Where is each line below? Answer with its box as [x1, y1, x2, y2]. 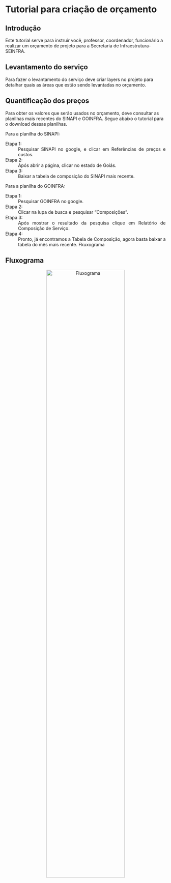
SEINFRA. [5, 48, 25, 54]
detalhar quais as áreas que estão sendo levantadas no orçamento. [5, 81, 147, 88]
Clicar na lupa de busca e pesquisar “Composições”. [18, 209, 128, 215]
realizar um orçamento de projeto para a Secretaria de [5, 43, 119, 49]
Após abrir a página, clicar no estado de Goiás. [18, 162, 117, 168]
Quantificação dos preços [5, 97, 90, 105]
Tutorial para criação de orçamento [5, 4, 157, 15]
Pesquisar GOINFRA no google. [18, 198, 84, 204]
